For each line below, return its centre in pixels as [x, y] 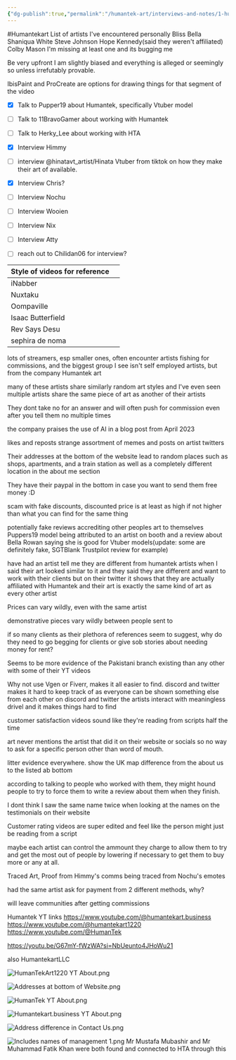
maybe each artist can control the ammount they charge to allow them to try [117, 848]
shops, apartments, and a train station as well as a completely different [110, 464]
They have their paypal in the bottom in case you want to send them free [112, 485]
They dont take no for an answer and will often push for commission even [113, 408]
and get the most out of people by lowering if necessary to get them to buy [116, 855]
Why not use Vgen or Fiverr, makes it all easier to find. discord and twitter [113, 684]
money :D [21, 493]
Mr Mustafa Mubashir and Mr [168, 1042]
